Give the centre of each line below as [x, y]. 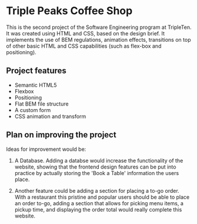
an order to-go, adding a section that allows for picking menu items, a [99, 203]
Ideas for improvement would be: [46, 149]
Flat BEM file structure [41, 104]
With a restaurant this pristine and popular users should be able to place [102, 197]
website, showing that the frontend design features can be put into [95, 167]
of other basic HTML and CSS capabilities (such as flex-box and [84, 46]
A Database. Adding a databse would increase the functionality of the [99, 160]
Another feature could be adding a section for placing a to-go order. [97, 190]
